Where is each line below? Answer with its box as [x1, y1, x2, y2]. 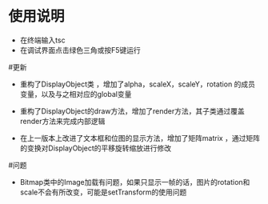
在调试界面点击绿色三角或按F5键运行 [19, 45, 142, 54]
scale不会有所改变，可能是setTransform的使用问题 [19, 187, 187, 197]
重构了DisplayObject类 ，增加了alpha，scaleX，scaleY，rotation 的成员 [19, 79, 256, 89]
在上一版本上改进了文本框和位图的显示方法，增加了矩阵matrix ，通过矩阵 [19, 133, 260, 142]
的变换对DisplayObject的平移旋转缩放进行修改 [19, 143, 172, 153]
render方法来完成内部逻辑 [19, 116, 106, 126]
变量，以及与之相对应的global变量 [19, 89, 132, 98]
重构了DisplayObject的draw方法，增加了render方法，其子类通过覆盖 [19, 106, 246, 116]
